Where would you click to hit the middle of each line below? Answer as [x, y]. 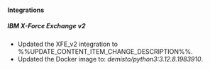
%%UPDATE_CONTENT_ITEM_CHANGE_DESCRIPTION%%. [105, 51]
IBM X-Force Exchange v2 [47, 26]
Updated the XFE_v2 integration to [68, 44]
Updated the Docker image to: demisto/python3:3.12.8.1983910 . [110, 59]
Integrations [26, 10]
